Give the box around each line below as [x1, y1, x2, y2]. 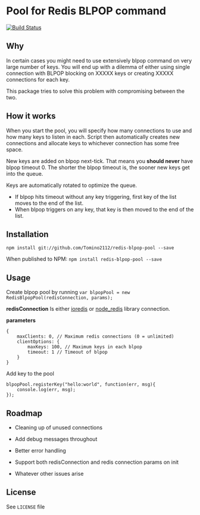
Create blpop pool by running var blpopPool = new [6, 289, 130, 296]
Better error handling [14, 447, 67, 454]
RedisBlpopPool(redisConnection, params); [6, 295, 113, 301]
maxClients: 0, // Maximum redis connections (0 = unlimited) [17, 333, 174, 340]
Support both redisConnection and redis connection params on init [14, 458, 179, 466]
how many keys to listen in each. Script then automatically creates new [6, 133, 180, 141]
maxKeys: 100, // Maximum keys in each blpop [27, 344, 143, 350]
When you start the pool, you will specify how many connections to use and [6, 127, 192, 134]
